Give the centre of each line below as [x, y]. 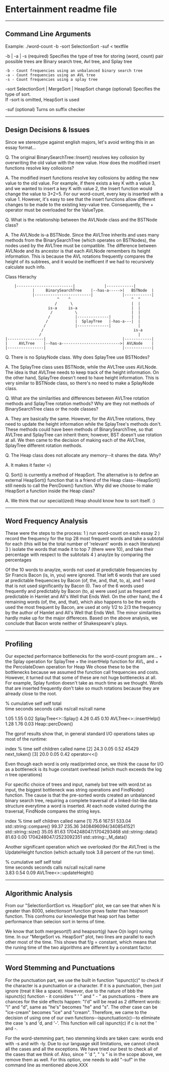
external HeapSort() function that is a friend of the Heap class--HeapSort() [83, 480]
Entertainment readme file [61, 9]
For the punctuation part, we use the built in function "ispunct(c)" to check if [84, 980]
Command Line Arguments [48, 34]
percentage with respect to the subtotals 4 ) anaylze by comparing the [78, 555]
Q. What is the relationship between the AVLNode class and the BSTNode [81, 219]
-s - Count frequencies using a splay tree [52, 79]
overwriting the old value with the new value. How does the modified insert [83, 162]
